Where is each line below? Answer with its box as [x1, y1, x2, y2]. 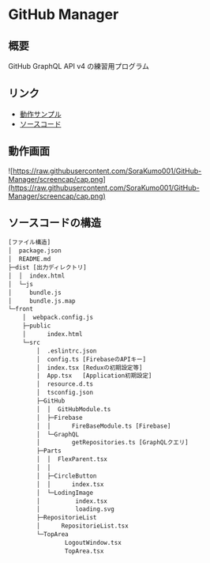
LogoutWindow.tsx [64, 538, 122, 546]
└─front [8, 305, 34, 313]
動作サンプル [19, 109, 62, 119]
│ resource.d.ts [36, 380, 93, 388]
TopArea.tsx [64, 547, 104, 555]
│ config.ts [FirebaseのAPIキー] [36, 355, 147, 363]
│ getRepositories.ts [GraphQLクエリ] [36, 439, 189, 447]
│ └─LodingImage [36, 489, 93, 497]
